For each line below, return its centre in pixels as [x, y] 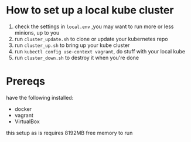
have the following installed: [40, 97]
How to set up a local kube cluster [90, 10]
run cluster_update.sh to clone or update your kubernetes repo [91, 39]
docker [23, 109]
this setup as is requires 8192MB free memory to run [69, 133]
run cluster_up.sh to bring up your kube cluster [72, 45]
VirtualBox [27, 121]
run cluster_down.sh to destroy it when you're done [77, 58]
